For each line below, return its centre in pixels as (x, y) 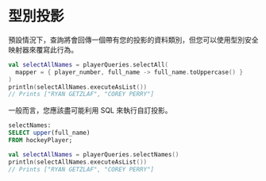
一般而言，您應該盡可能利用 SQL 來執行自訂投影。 (90, 110)
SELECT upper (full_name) (49, 133)
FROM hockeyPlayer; (40, 141)
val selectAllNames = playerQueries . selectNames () (94, 154)
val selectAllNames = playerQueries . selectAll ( (89, 64)
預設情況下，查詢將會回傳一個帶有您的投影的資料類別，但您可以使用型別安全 (133, 40)
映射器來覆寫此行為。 (43, 49)
